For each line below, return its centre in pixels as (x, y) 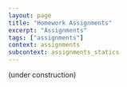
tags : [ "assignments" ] (46, 38)
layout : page (30, 15)
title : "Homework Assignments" (60, 23)
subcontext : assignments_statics (64, 52)
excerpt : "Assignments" (48, 30)
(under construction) (42, 75)
